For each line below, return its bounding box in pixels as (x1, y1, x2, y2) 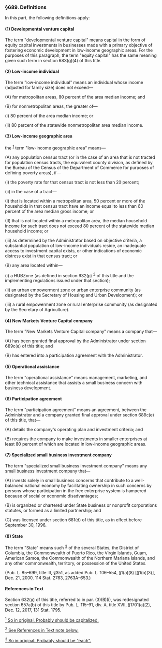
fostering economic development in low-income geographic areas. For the (5, 47, 153, 53)
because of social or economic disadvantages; (5, 493, 98, 499)
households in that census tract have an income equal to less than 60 (5, 203, 144, 209)
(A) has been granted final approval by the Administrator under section (5, 338, 146, 344)
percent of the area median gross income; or (5, 208, 94, 214)
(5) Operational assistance (5, 364, 59, 370)
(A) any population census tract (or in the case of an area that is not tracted (5, 154, 156, 160)
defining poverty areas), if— (5, 169, 61, 176)
